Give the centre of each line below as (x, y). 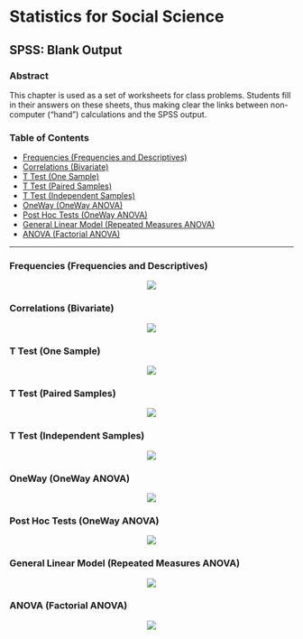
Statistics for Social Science (117, 17)
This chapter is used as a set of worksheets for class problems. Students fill (150, 95)
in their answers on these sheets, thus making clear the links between (139, 105)
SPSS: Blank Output (66, 50)
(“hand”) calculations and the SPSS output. (127, 114)
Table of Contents (50, 137)
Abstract (29, 76)
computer (28, 114)
